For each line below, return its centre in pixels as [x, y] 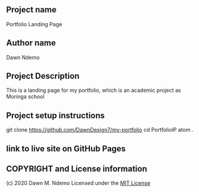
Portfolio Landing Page [34, 24]
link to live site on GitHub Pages [66, 148]
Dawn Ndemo [23, 57]
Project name [31, 10]
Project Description [43, 76]
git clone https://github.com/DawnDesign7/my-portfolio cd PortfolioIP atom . [100, 130]
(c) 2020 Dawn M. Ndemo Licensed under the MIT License [78, 183]
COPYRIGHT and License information [77, 169]
